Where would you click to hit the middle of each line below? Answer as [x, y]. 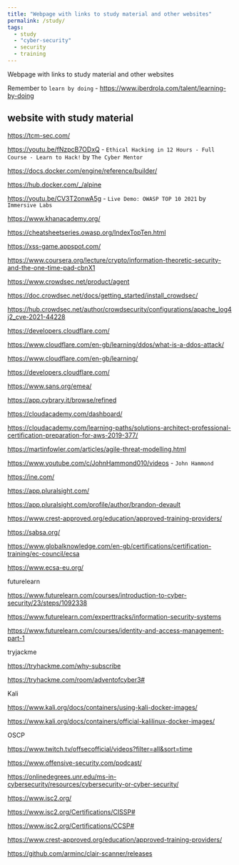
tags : [15, 27]
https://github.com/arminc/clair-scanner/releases [80, 853]
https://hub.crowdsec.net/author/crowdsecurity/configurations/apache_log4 [119, 309]
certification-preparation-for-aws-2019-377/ [73, 435]
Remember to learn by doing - [53, 88]
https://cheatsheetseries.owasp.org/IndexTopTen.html [87, 232]
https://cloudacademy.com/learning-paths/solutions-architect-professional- [119, 427]
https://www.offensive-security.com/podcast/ [75, 763]
